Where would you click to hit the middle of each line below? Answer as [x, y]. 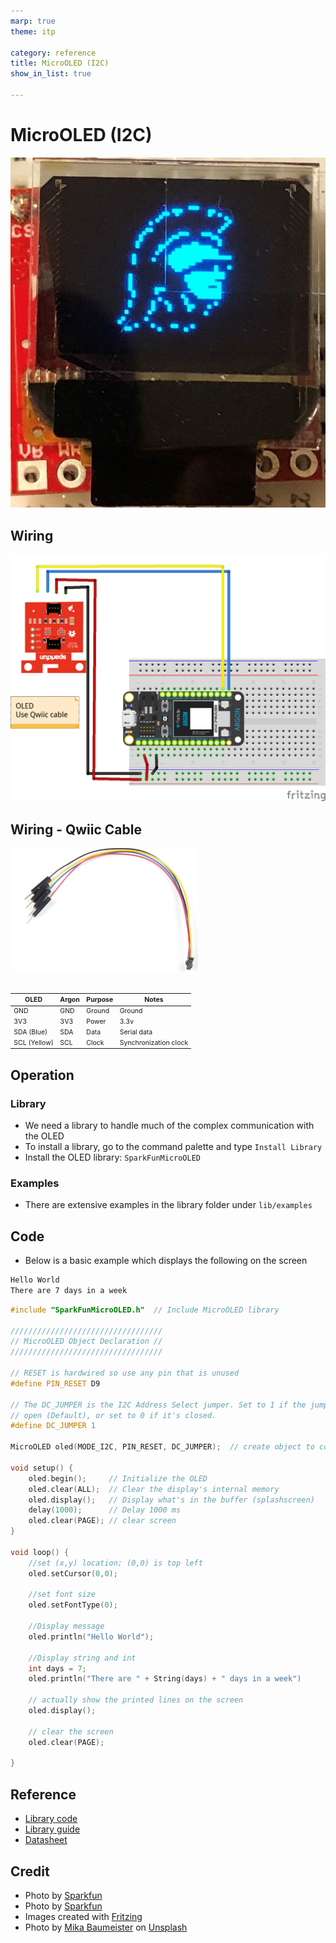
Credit [30, 1871]
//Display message [66, 1626]
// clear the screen [71, 1731]
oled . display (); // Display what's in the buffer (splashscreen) [171, 1500]
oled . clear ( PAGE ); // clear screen [102, 1521]
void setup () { [42, 1468]
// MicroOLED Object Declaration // [86, 1341]
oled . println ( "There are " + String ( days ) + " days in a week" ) [165, 1679]
